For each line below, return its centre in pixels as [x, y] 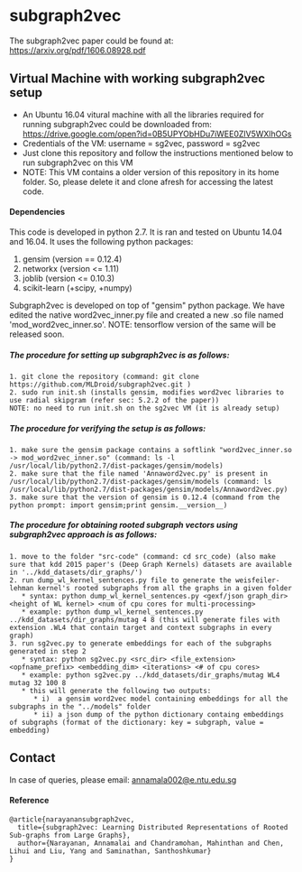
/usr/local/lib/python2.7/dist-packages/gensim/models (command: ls [141, 481]
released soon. [37, 334]
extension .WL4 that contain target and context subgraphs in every [141, 627]
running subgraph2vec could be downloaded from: [117, 124]
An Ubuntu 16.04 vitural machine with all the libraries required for [143, 115]
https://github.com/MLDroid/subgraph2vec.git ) [101, 385]
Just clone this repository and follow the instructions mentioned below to [158, 153]
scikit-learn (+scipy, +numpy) [77, 288]
